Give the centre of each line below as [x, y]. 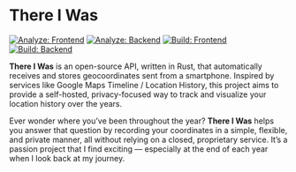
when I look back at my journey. [67, 158]
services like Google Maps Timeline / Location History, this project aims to [144, 85]
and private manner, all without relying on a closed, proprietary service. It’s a [148, 139]
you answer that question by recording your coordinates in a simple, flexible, [148, 130]
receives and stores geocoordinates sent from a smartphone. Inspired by [142, 75]
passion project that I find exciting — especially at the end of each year [139, 149]
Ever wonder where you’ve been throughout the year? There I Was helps [142, 121]
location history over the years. [66, 103]
